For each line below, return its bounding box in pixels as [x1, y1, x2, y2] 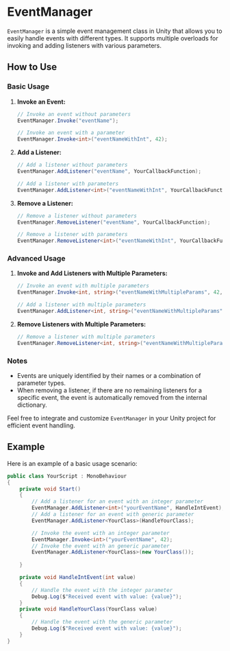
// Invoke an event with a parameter [16, 130, 125, 137]
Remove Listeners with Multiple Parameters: [16, 320, 146, 328]
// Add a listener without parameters [16, 162, 128, 169]
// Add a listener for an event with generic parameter [31, 511, 194, 518]
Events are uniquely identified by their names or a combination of [16, 371, 201, 379]
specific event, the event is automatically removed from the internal [16, 393, 207, 401]
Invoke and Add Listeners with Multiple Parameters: [16, 269, 168, 278]
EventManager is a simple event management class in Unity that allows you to [7, 27, 222, 35]
